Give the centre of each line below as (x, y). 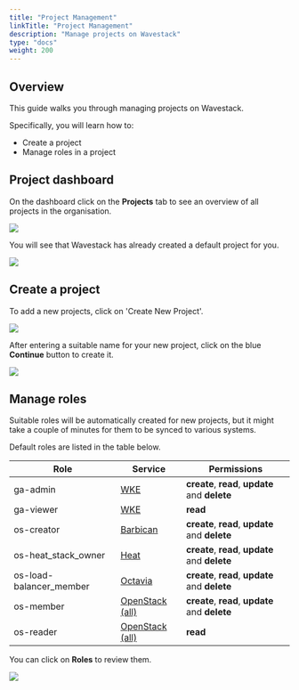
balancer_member (52, 587)
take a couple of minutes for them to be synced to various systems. (133, 430)
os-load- (34, 575)
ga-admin (35, 490)
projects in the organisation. (61, 211)
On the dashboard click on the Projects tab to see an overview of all (134, 201)
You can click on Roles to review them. (81, 660)
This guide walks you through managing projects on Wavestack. (127, 108)
